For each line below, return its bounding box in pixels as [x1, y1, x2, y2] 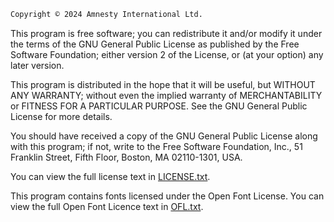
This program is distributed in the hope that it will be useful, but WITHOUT [10, 78, 316, 90]
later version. [10, 59, 65, 71]
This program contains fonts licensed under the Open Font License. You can [10, 190, 325, 202]
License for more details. [10, 110, 113, 122]
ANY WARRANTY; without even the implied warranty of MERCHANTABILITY [10, 89, 323, 101]
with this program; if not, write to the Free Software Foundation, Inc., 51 [10, 140, 303, 152]
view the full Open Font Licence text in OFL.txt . [10, 200, 204, 212]
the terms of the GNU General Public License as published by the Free [10, 38, 300, 50]
